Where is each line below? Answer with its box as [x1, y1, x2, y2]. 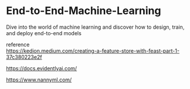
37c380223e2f [6, 53, 42, 60]
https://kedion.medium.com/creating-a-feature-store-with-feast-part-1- [6, 47, 180, 54]
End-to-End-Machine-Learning [6, 4, 161, 18]
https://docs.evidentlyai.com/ [6, 64, 77, 71]
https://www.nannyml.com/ [6, 76, 72, 83]
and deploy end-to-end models [6, 29, 82, 36]
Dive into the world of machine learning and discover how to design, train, [6, 23, 185, 30]
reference [6, 41, 30, 48]
